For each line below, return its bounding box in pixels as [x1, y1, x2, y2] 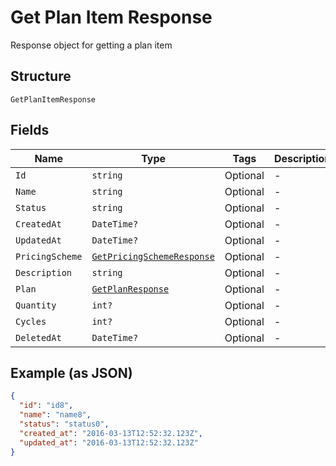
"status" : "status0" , [19, 419, 110, 429]
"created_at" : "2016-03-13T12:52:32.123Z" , [19, 428, 203, 438]
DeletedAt [15, 332, 62, 343]
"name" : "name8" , [19, 410, 92, 420]
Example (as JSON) [10, 364, 133, 381]
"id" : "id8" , [19, 401, 74, 411]
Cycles [15, 316, 47, 327]
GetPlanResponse [91, 283, 170, 295]
